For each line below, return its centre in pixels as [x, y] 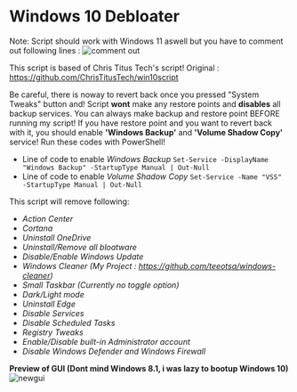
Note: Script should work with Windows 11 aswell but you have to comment [146, 41]
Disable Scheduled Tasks [68, 323]
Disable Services [53, 313]
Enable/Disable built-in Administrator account [106, 341]
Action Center [48, 218]
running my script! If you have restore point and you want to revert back [141, 123]
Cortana [37, 228]
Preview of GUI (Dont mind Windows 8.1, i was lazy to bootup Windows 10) [149, 368]
